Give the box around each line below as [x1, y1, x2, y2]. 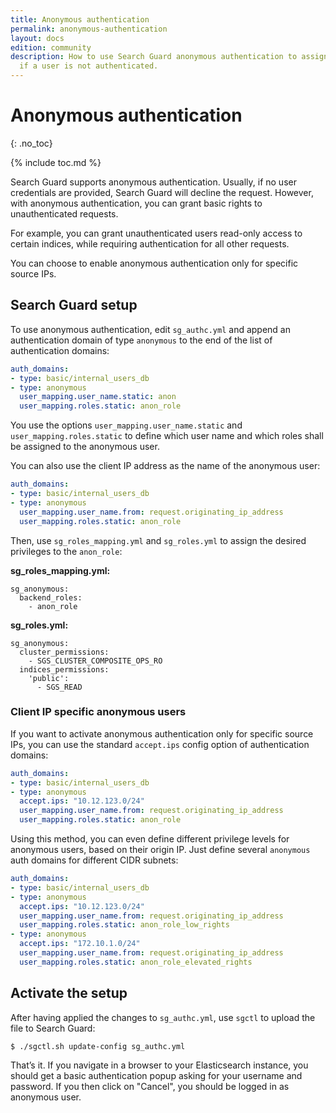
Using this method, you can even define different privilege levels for [10, 833, 290, 845]
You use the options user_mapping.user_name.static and [10, 419, 243, 431]
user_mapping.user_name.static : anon [19, 392, 177, 402]
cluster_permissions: [19, 647, 110, 657]
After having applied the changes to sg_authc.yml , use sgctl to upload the [10, 1011, 316, 1023]
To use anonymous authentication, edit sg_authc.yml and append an [10, 323, 291, 335]
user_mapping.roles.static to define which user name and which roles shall [10, 430, 324, 442]
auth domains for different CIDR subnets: [10, 854, 179, 866]
